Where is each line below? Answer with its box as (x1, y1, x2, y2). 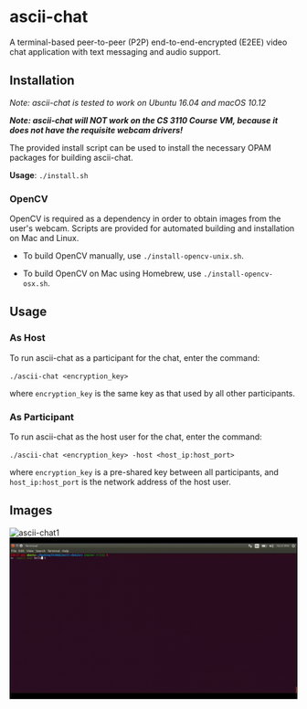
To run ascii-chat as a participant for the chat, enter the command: (9, 352, 260, 363)
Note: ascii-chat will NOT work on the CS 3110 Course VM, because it (9, 114, 279, 125)
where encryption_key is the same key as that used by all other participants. (9, 387, 295, 398)
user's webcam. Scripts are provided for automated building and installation (9, 223, 295, 234)
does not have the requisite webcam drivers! (9, 124, 184, 135)
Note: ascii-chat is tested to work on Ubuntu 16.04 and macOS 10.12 (9, 97, 267, 108)
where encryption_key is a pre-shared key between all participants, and (9, 467, 279, 478)
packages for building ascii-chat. (9, 152, 134, 163)
